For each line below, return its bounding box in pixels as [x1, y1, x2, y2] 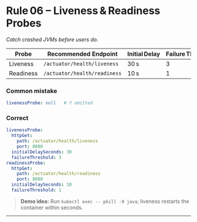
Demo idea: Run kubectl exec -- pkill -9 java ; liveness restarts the [20, 197, 189, 204]
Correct [6, 114, 29, 122]
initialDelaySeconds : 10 [11, 182, 72, 188]
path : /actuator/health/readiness [16, 171, 101, 177]
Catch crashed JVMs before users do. [6, 36, 98, 43]
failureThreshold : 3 [11, 154, 62, 160]
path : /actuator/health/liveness [16, 138, 98, 144]
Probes [6, 16, 42, 30]
